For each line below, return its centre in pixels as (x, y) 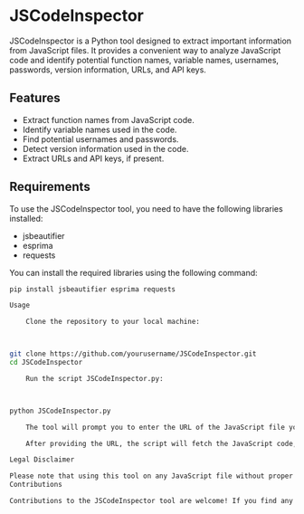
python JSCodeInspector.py (60, 411)
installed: (26, 218)
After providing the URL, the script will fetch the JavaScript (149, 443)
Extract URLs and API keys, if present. (93, 158)
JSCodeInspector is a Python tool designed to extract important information (151, 41)
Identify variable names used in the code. (100, 129)
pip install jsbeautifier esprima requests (93, 289)
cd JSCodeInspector (46, 363)
